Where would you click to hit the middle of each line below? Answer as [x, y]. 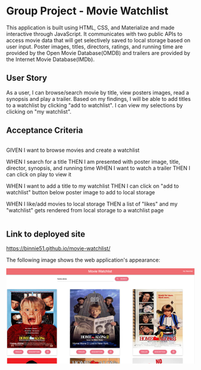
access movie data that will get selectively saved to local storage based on [98, 40]
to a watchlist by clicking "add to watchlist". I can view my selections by [95, 105]
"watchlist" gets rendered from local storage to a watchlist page [85, 210]
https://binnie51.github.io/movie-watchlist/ [58, 249]
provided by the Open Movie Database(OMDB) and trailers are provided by [98, 53]
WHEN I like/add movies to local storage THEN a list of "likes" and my [92, 204]
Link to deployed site [46, 234]
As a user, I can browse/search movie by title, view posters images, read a [98, 92]
